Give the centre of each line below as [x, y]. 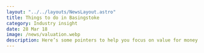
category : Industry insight [42, 23]
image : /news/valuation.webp [43, 35]
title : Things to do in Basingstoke [53, 18]
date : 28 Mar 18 [27, 29]
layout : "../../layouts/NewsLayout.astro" [61, 12]
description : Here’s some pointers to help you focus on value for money [102, 40]
